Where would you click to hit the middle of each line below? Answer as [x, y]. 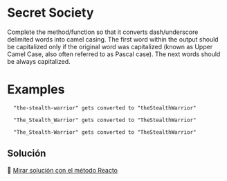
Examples [36, 90]
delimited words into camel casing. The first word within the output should [113, 39]
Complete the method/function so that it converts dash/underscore [103, 32]
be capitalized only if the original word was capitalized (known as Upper [110, 46]
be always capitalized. [39, 61]
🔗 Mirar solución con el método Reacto [63, 170]
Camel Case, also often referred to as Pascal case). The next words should [114, 54]
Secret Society [51, 13]
